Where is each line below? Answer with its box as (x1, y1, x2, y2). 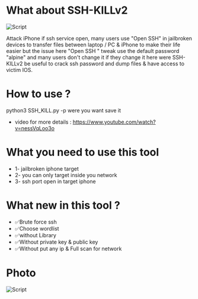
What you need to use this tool (6, 146, 159, 159)
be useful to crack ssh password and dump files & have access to (24, 60, 185, 67)
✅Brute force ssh (14, 218, 58, 225)
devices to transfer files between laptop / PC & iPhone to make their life (6, 41, 181, 48)
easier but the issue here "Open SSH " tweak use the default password (6, 47, 180, 54)
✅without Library (14, 231, 56, 238)
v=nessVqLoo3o (14, 124, 55, 131)
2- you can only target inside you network (14, 171, 117, 178)
